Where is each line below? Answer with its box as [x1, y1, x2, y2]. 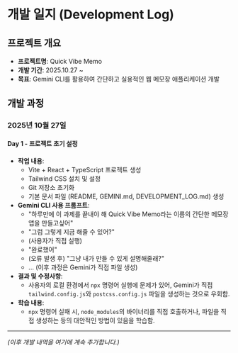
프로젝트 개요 [7, 37, 62, 49]
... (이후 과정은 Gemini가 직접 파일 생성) [28, 263, 138, 271]
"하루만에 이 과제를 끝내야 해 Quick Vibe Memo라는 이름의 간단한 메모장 [28, 210, 229, 218]
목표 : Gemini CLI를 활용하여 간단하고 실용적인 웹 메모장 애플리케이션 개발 [17, 75, 220, 83]
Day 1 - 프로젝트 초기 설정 [7, 139, 78, 147]
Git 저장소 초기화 [28, 183, 75, 191]
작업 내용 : [17, 157, 45, 165]
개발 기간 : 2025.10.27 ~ [17, 66, 84, 74]
